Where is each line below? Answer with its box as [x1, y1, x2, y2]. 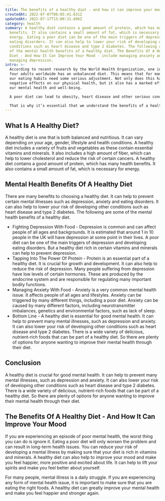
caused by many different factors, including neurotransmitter [12, 302, 136, 308]
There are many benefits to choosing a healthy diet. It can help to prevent [5, 193, 154, 199]
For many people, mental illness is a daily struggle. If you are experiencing [5, 474, 155, 480]
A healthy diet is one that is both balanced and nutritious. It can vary [5, 134, 143, 141]
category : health [5, 21, 41, 26]
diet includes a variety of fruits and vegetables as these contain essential [5, 145, 153, 151]
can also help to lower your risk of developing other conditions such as [5, 203, 149, 210]
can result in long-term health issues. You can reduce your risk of [5, 444, 138, 450]
